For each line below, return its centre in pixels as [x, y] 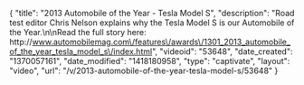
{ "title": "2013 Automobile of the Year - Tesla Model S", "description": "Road [152, 13]
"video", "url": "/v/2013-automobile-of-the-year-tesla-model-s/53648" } [144, 71]
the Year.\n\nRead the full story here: [78, 32]
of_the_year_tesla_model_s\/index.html [81, 52]
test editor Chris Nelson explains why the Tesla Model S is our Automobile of [152, 23]
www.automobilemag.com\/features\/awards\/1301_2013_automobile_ [161, 42]
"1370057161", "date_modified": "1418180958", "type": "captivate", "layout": [150, 61]
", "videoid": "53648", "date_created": [223, 52]
